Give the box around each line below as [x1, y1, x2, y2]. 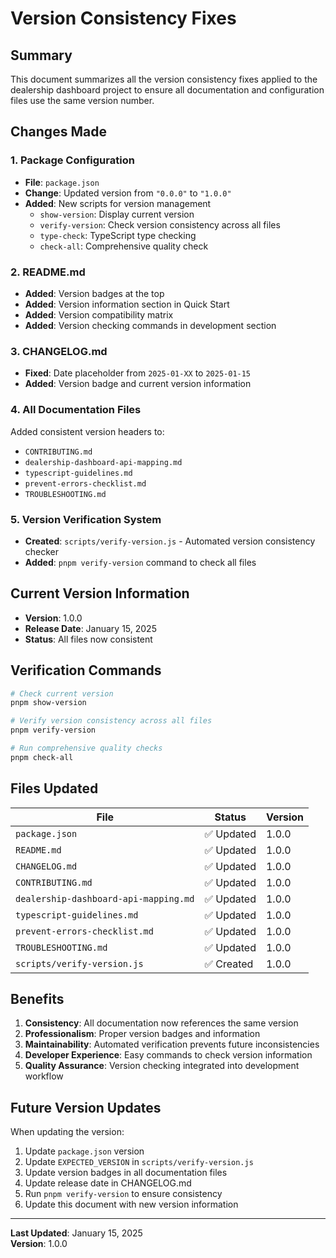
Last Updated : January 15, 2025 [10, 1227, 143, 1239]
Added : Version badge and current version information [24, 378, 252, 390]
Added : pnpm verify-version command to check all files [24, 556, 257, 568]
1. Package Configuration [10, 153, 135, 167]
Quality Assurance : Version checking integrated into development [24, 1060, 300, 1072]
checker [24, 545, 60, 557]
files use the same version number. [10, 95, 155, 106]
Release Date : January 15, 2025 [24, 622, 157, 634]
